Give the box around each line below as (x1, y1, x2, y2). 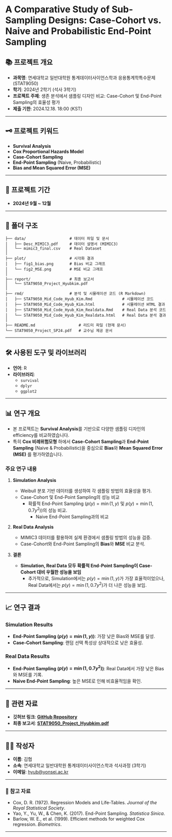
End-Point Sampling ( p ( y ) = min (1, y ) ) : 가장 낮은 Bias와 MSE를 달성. (12, 633, 155, 640)
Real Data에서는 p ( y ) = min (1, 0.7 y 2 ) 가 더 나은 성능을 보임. (28, 581, 147, 588)
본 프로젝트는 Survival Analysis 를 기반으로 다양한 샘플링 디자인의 (12, 426, 145, 432)
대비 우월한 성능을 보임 (36, 569, 82, 575)
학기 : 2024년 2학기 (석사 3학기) (12, 86, 77, 93)
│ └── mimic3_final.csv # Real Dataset (5, 246, 102, 251)
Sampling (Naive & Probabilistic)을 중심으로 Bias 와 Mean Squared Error (12, 445, 163, 451)
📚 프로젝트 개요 (5, 58, 53, 67)
